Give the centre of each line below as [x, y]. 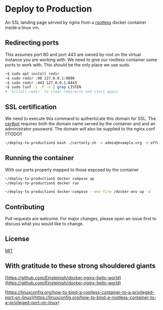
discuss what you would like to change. [44, 224]
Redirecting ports [32, 43]
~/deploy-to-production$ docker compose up [50, 179]
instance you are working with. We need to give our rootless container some [81, 60]
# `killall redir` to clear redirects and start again [62, 92]
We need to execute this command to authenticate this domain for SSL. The [81, 118]
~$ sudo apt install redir [32, 74]
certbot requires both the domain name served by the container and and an [80, 123]
